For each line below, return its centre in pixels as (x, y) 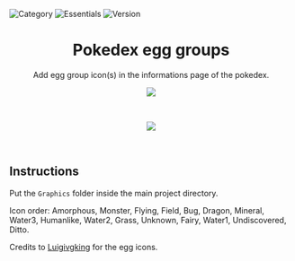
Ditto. (19, 230)
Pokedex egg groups (151, 50)
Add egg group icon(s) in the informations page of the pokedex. (151, 74)
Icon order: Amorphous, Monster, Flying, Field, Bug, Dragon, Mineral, (137, 210)
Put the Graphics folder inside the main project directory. (114, 193)
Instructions (44, 172)
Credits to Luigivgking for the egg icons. (84, 247)
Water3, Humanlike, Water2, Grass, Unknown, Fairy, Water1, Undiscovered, (148, 220)
